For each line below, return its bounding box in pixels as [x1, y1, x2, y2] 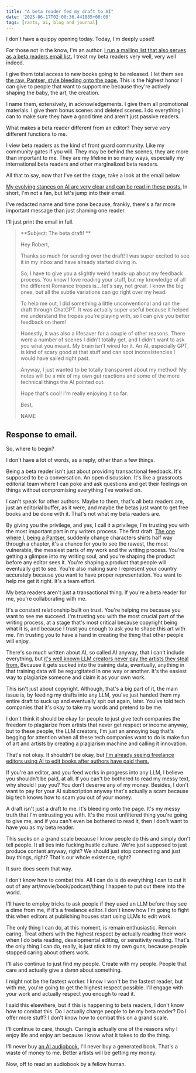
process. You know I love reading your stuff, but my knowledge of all [20, 276, 186, 283]
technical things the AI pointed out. [20, 379, 105, 386]
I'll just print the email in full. [6, 218, 74, 225]
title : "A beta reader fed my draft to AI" [6, 8, 114, 15]
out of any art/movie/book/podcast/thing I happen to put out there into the [6, 883, 185, 890]
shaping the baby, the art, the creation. [6, 89, 100, 97]
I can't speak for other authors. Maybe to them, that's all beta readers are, [6, 498, 184, 505]
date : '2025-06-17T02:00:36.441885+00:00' [6, 14, 111, 20]
